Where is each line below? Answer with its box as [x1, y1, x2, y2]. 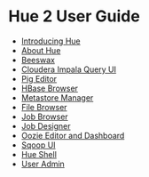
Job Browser [20, 111, 68, 122]
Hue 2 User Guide [8, 6, 141, 27]
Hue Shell [20, 149, 57, 159]
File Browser [20, 101, 67, 112]
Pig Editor [20, 73, 58, 84]
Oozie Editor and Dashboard [20, 130, 125, 141]
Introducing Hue [20, 36, 81, 46]
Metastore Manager [20, 92, 94, 103]
